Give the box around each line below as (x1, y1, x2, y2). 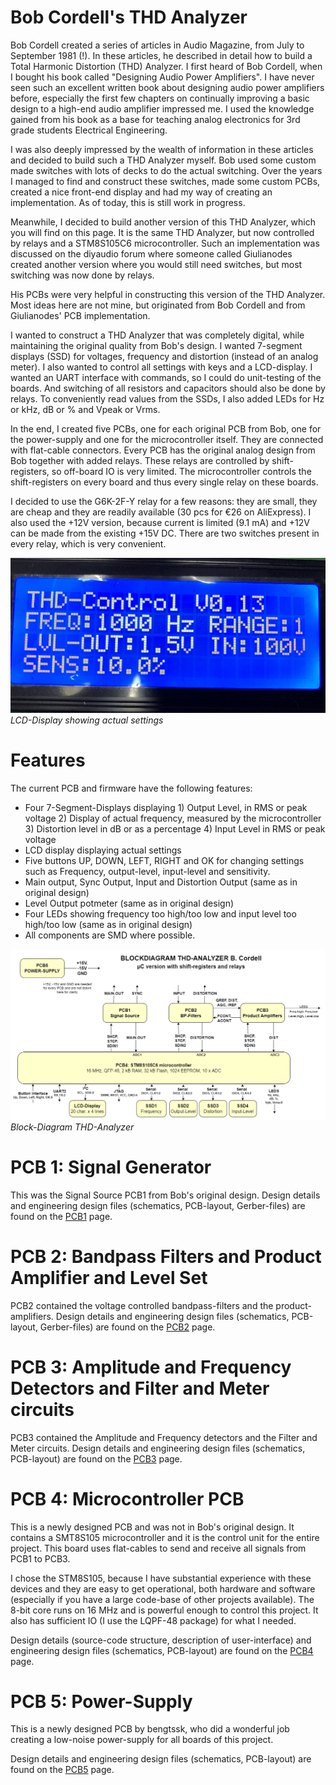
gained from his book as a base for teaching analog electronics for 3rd (10, 113, 301, 125)
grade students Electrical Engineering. (10, 124, 168, 136)
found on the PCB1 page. (10, 1210, 113, 1222)
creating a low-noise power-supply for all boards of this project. (10, 1734, 274, 1746)
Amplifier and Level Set (10, 1266, 208, 1289)
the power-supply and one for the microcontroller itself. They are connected (10, 433, 324, 445)
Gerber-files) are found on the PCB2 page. (39, 1321, 216, 1333)
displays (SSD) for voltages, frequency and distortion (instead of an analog (10, 350, 319, 362)
